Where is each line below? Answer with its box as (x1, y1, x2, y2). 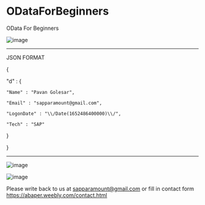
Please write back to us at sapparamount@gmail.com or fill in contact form (6, 185, 194, 192)
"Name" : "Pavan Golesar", (6, 89, 75, 95)
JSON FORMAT (6, 54, 45, 61)
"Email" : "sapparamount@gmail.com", (6, 99, 103, 106)
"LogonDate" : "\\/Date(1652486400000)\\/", (6, 110, 121, 117)
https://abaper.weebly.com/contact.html (6, 191, 107, 199)
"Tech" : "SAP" (6, 121, 45, 128)
